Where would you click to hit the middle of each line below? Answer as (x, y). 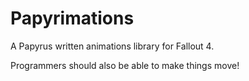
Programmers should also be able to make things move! (125, 65)
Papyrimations (72, 18)
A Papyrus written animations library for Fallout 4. (112, 46)
